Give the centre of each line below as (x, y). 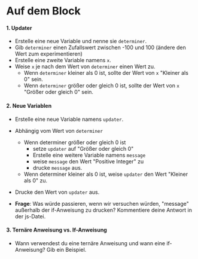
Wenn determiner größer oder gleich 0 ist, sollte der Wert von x (101, 86)
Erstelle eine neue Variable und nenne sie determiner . (81, 41)
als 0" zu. (36, 180)
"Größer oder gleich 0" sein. (59, 92)
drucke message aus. (57, 167)
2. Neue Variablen (29, 105)
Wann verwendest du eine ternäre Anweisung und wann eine (90, 243)
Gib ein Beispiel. (67, 249)
